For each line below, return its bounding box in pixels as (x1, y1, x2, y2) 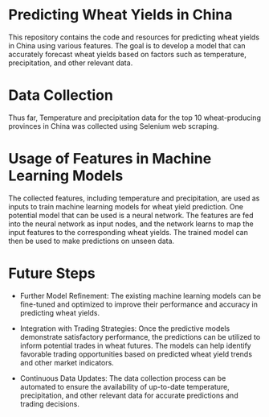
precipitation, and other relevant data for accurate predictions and (19, 390, 238, 400)
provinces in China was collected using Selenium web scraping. (8, 121, 219, 130)
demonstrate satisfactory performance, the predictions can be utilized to (19, 332, 261, 341)
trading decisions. (19, 398, 80, 408)
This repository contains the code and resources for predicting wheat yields (8, 32, 259, 42)
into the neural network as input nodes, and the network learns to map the (8, 219, 255, 229)
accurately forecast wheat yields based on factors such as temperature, (8, 49, 247, 59)
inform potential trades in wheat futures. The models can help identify (19, 341, 251, 350)
